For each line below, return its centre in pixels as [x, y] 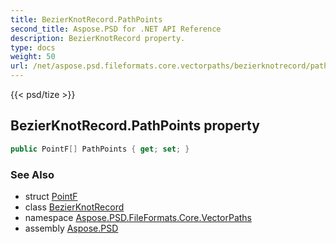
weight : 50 [33, 57]
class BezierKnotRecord [74, 207]
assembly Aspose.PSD [71, 228]
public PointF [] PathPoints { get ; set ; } [100, 149]
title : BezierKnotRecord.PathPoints [86, 19]
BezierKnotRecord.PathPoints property [135, 126]
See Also [32, 174]
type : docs [33, 47]
